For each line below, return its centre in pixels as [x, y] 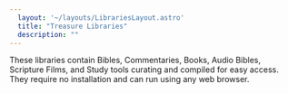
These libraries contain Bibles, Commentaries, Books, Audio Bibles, [135, 60]
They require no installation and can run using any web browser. [129, 79]
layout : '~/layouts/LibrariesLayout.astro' [101, 18]
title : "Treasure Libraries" [73, 26]
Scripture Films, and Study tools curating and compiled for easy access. [144, 70]
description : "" [48, 34]
